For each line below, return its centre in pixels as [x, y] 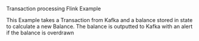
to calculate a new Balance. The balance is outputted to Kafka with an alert [99, 26]
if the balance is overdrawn [40, 33]
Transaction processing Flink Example [54, 9]
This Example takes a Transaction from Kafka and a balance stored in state [99, 20]
